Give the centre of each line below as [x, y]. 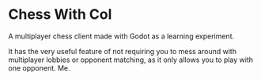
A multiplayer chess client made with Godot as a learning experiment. [121, 36]
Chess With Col [60, 15]
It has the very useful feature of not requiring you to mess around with [123, 51]
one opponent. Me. [39, 67]
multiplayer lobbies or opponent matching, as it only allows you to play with [131, 60]
